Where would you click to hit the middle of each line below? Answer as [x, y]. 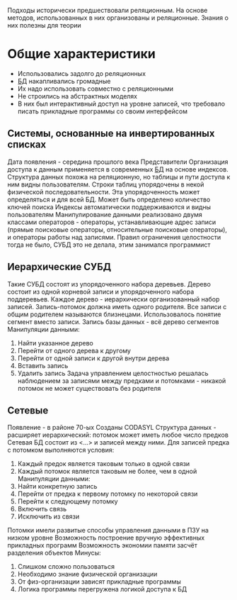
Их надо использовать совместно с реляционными [95, 89]
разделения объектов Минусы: [54, 553]
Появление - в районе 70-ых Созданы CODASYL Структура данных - [112, 428]
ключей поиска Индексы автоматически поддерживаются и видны [109, 207]
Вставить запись [43, 365]
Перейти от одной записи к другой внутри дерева [93, 358]
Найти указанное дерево [55, 343]
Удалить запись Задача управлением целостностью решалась [113, 373]
